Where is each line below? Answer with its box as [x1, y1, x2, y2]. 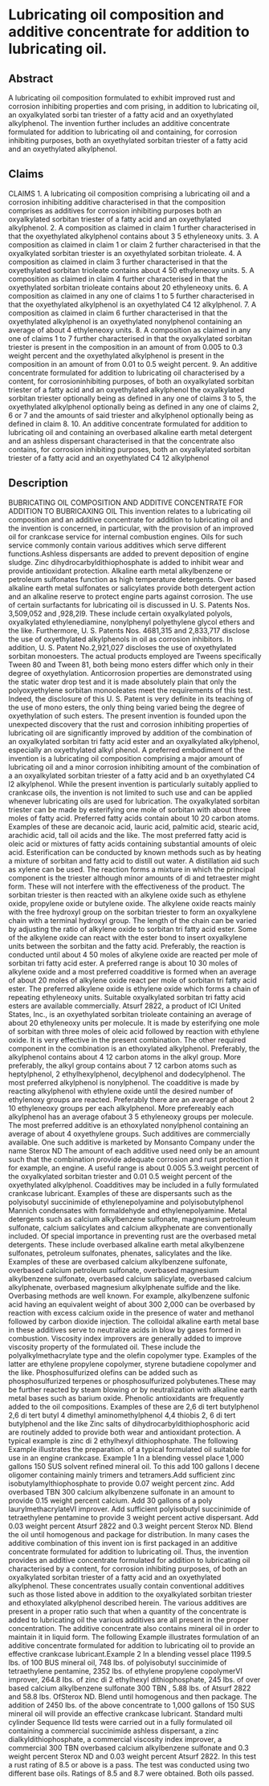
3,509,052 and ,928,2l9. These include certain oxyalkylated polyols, [8, 608, 233, 618]
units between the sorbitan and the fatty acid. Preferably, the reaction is [8, 941, 247, 950]
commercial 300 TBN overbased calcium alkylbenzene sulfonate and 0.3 [8, 1743, 249, 1752]
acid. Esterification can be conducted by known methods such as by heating [8, 847, 262, 856]
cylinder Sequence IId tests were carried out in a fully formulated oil [8, 1717, 233, 1727]
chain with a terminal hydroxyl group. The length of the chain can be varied [8, 915, 257, 925]
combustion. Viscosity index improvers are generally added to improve [8, 1333, 243, 1343]
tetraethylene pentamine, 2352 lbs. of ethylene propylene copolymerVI [8, 1666, 243, 1675]
